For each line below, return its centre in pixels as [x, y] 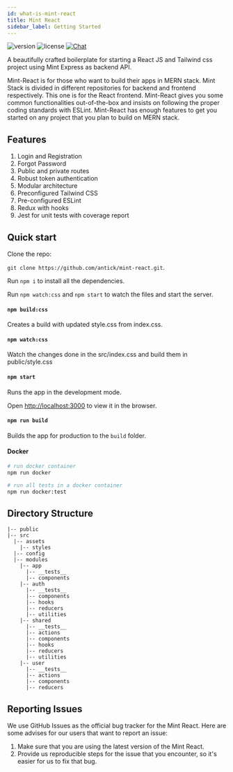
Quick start [32, 237]
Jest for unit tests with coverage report [73, 216]
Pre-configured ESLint [49, 201]
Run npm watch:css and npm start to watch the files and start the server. [110, 294]
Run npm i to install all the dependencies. [66, 281]
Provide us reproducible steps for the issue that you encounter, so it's [117, 754]
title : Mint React [34, 20]
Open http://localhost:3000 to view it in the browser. [82, 405]
